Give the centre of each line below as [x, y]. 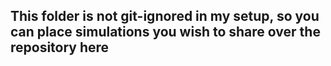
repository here [60, 47]
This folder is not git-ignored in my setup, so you [165, 16]
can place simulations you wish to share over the [165, 32]
